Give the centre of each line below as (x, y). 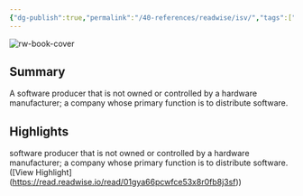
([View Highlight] (41, 173)
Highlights (39, 131)
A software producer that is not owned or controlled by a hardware (133, 93)
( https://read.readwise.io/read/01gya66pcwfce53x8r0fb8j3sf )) (125, 182)
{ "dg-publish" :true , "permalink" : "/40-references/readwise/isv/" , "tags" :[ (151, 18)
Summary (37, 72)
